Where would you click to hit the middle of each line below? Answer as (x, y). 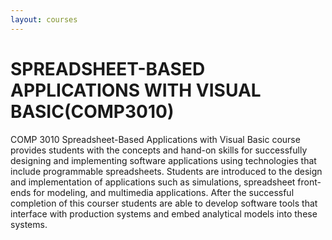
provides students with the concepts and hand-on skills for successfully (159, 150)
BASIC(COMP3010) (92, 111)
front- (309, 182)
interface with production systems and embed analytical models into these (164, 213)
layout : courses (44, 19)
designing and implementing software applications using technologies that (163, 160)
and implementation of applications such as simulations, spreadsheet (153, 182)
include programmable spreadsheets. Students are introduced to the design (166, 171)
